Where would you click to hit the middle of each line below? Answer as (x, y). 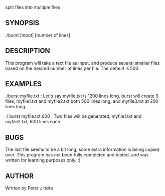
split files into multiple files (33, 7)
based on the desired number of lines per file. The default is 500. (72, 68)
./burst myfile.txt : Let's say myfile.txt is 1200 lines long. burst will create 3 (82, 96)
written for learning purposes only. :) (43, 160)
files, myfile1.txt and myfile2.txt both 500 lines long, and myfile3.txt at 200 (82, 101)
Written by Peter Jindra (29, 188)
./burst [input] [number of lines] (38, 35)
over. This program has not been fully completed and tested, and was (77, 155)
